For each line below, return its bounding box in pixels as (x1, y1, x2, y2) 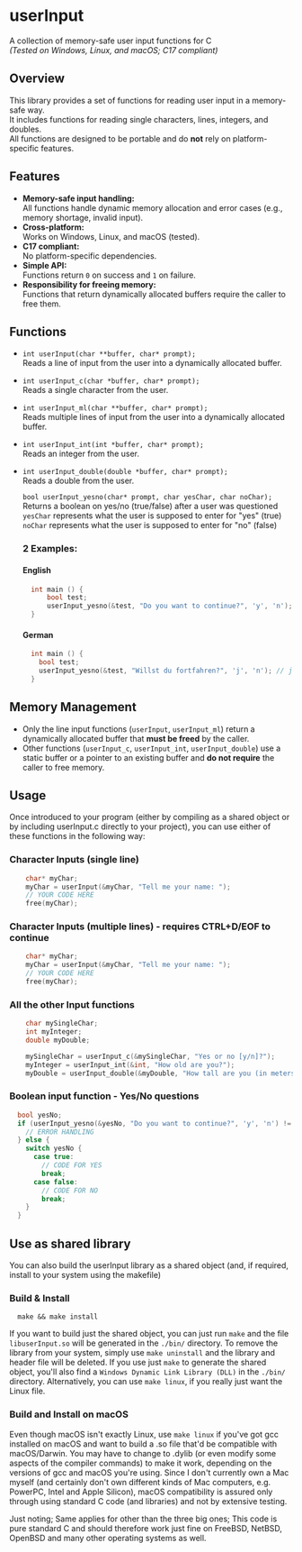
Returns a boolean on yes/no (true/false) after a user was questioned (22, 501, 279, 512)
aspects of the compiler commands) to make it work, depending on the (9, 1457, 272, 1468)
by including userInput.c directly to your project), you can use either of (9, 821, 271, 832)
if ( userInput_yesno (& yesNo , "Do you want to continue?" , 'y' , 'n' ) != (17, 1118, 292, 1127)
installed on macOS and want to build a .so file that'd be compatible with (9, 1438, 278, 1449)
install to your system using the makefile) (9, 1269, 162, 1280)
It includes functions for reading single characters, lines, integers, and (9, 114, 269, 124)
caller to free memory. (22, 762, 105, 772)
